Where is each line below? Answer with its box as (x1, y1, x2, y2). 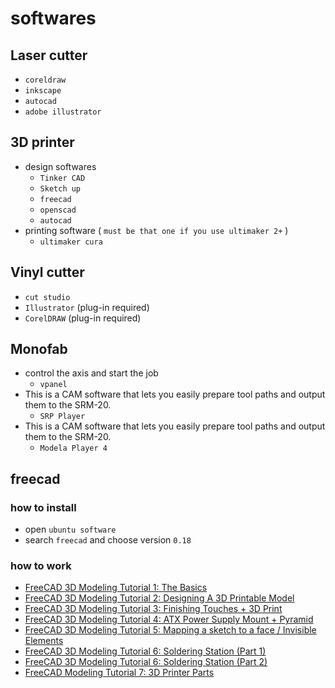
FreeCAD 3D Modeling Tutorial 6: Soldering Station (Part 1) (24, 645, 267, 657)
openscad (39, 205, 77, 215)
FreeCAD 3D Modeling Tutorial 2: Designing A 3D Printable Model (24, 592, 295, 604)
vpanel (39, 380, 68, 390)
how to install (10, 500, 77, 514)
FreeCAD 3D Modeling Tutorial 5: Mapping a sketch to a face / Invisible (24, 624, 317, 636)
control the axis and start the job (24, 367, 159, 379)
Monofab (10, 341, 68, 358)
